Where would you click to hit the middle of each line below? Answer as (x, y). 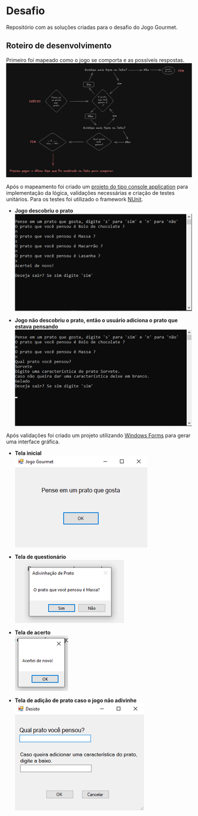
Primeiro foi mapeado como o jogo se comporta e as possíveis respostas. (95, 60)
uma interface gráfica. (33, 442)
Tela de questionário (40, 557)
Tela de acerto (33, 632)
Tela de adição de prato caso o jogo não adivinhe (75, 700)
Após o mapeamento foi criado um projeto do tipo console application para (97, 187)
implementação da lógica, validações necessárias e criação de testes (90, 193)
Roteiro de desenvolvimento (59, 46)
